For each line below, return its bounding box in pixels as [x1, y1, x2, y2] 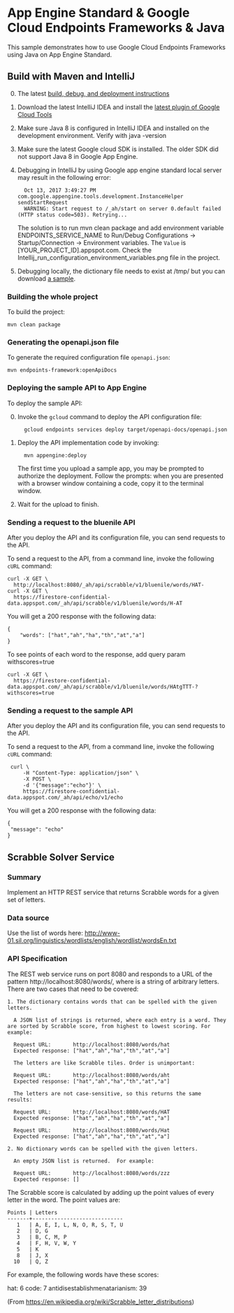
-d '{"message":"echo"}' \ [22, 782, 101, 789]
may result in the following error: [17, 173, 112, 181]
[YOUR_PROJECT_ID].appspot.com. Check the [17, 246, 152, 254]
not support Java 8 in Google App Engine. [17, 152, 138, 160]
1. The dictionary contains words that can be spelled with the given [7, 998, 217, 1005]
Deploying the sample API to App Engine [7, 383, 147, 393]
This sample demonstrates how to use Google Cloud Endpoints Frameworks [7, 43, 226, 51]
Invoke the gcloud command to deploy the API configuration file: [17, 412, 203, 421]
